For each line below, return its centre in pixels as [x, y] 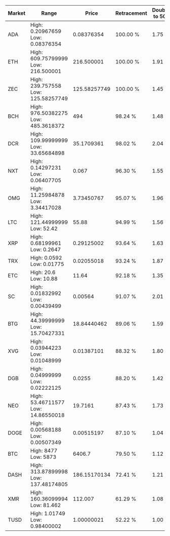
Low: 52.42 [44, 229]
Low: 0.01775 [47, 264]
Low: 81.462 [46, 505]
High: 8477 [44, 450]
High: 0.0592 [46, 258]
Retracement [132, 13]
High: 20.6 [43, 272]
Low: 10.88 [44, 279]
